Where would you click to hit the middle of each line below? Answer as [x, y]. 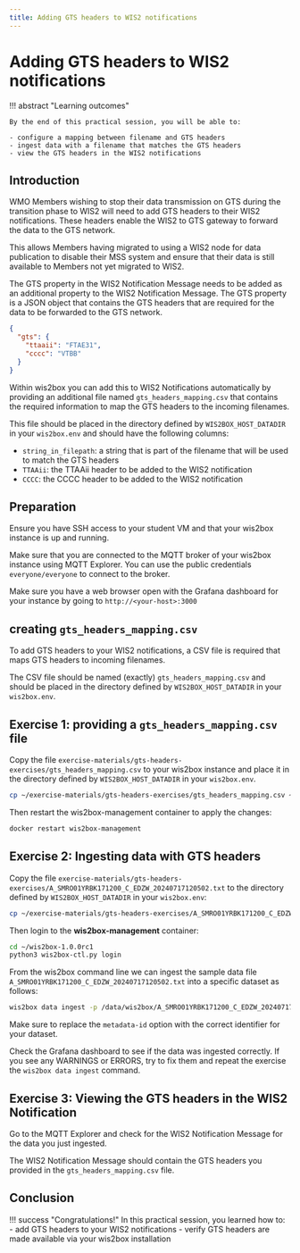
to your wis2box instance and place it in [217, 770]
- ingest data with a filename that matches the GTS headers [125, 145]
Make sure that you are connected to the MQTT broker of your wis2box [140, 555]
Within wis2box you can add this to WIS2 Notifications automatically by [140, 387]
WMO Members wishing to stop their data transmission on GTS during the [145, 202]
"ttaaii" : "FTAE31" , [63, 346]
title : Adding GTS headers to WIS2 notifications [104, 17]
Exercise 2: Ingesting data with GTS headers [135, 857]
